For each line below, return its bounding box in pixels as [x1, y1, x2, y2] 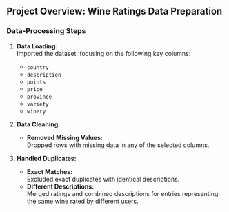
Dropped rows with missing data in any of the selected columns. [26, 141, 210, 149]
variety [26, 100, 49, 108]
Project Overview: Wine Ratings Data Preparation [6, 6, 223, 17]
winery [26, 108, 46, 115]
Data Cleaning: [16, 120, 61, 128]
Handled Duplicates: [16, 154, 77, 162]
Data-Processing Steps [6, 26, 86, 36]
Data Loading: [16, 41, 58, 50]
